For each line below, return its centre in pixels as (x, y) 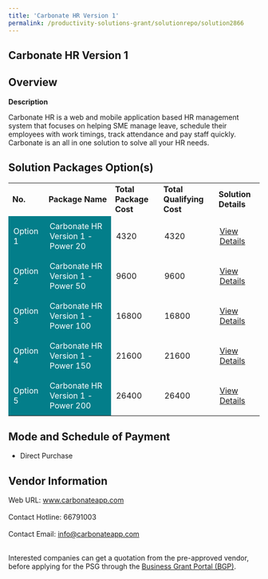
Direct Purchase (46, 456)
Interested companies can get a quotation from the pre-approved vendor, (129, 558)
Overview (33, 83)
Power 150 (70, 365)
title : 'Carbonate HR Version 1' (64, 16)
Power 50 (67, 286)
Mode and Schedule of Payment (89, 437)
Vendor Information (58, 481)
